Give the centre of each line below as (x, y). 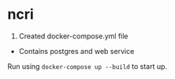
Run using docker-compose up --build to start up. (87, 66)
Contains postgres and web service (76, 51)
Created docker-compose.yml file (73, 36)
